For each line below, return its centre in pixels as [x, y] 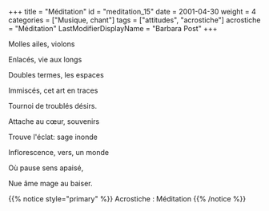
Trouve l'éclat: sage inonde [53, 137]
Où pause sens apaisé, [46, 168]
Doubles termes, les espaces [56, 75]
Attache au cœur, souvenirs [54, 121]
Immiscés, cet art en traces [53, 90]
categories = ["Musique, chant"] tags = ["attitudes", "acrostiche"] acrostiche [134, 20]
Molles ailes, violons [42, 44]
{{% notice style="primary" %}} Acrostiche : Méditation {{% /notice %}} [127, 199]
